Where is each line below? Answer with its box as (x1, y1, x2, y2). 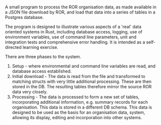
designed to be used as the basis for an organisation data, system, (12, 109, 145, 115)
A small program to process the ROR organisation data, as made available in (5, 4, 157, 10)
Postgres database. (5, 15, 44, 20)
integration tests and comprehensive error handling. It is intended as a (5, 39, 145, 45)
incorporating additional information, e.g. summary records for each (12, 99, 148, 105)
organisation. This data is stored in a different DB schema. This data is (12, 104, 152, 110)
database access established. (12, 68, 72, 74)
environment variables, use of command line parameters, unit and (5, 34, 137, 40)
